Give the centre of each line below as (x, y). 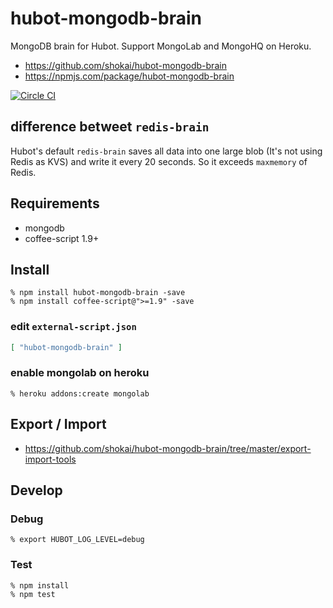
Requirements (55, 203)
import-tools (50, 459)
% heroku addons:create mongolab (80, 393)
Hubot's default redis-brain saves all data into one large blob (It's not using (166, 151)
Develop (36, 490)
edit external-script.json (73, 327)
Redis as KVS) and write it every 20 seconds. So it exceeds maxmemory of (159, 161)
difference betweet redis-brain (110, 127)
